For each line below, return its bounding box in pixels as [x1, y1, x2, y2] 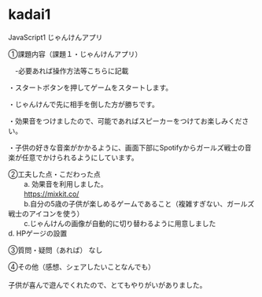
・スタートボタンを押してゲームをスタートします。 [8, 83, 173, 92]
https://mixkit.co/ [23, 189, 79, 199]
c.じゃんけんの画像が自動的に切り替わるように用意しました [23, 218, 216, 228]
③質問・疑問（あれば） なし [8, 245, 103, 254]
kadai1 [8, 6, 51, 24]
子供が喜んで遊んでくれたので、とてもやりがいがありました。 [8, 280, 207, 289]
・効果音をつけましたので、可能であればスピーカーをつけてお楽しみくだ [8, 116, 242, 125]
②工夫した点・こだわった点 [8, 169, 101, 179]
